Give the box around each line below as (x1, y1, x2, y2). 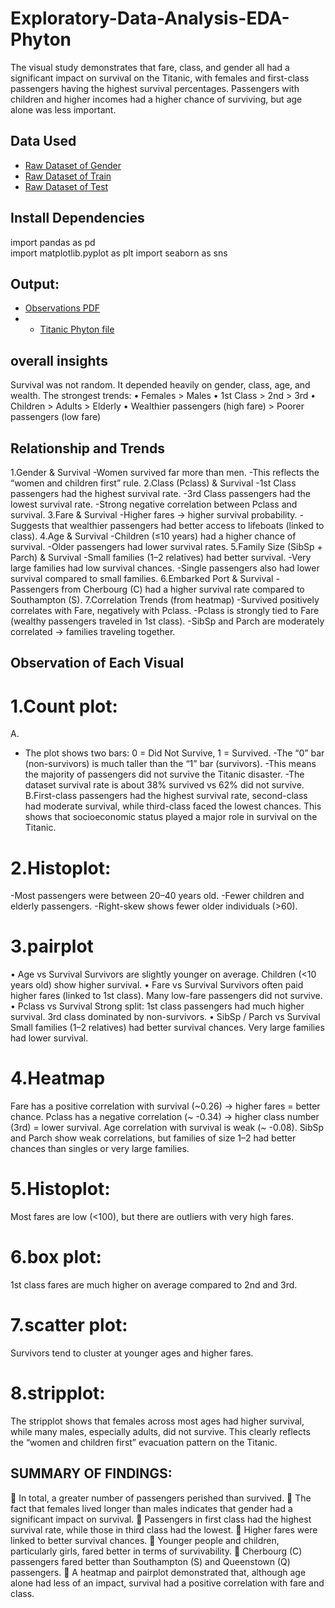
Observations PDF (24, 302, 101, 314)
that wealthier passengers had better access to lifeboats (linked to (51, 520, 325, 531)
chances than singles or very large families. (10, 1143, 190, 1155)
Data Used (10, 133, 77, 150)
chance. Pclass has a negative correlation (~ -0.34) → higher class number (10, 1111, 320, 1123)
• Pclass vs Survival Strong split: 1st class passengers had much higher (10, 1000, 305, 1012)
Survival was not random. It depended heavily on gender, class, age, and (10, 379, 311, 391)
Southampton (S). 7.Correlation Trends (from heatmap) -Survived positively (10, 594, 320, 606)
